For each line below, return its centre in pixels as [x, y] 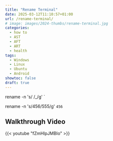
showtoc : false [21, 78]
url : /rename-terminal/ [29, 19]
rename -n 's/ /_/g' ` [25, 97]
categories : [17, 28]
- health [18, 51]
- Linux [17, 64]
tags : [11, 55]
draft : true [17, 83]
